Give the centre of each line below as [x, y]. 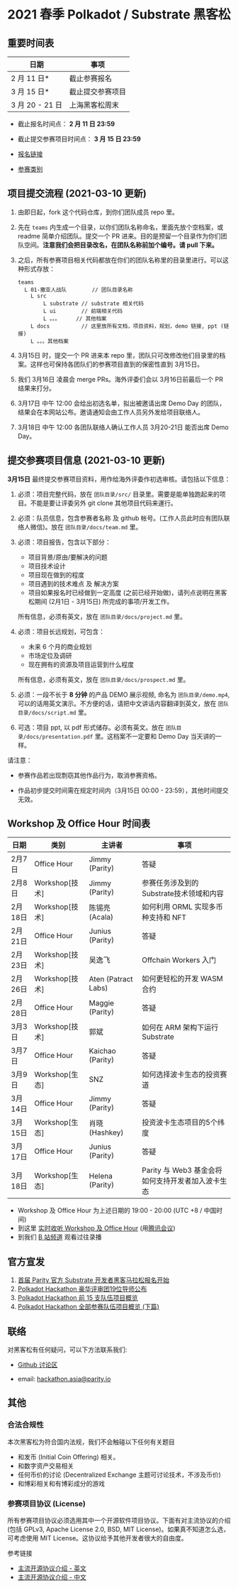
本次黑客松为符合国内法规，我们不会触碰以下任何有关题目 [91, 1442]
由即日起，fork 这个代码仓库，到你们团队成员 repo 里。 [98, 212]
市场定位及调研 [50, 655]
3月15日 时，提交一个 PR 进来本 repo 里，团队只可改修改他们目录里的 [118, 355]
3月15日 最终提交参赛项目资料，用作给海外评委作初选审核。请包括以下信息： [119, 479]
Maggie [102, 1003]
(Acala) [101, 917]
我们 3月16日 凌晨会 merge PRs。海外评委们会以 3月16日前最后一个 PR [120, 379]
